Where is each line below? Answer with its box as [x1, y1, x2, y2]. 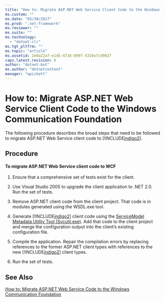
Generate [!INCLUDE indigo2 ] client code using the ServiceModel [12, 213, 145, 220]
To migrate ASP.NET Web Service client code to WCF [5, 163, 116, 169]
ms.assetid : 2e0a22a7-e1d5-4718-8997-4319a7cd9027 [5, 53, 112, 58]
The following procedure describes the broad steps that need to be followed [5, 130, 161, 136]
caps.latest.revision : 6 [5, 58, 56, 63]
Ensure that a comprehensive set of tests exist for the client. [12, 174, 135, 180]
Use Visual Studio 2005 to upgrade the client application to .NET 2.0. [12, 184, 153, 190]
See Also [5, 273, 33, 281]
